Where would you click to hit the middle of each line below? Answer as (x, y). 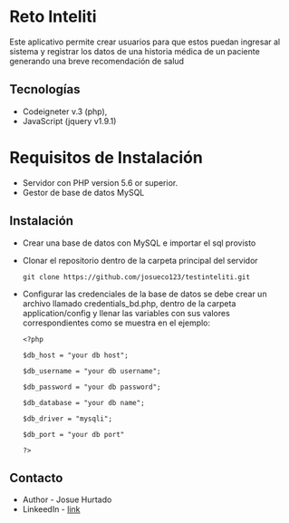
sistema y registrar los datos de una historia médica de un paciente (135, 51)
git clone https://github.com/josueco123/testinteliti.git (136, 277)
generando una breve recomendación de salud (96, 61)
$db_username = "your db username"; (92, 371)
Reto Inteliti (53, 17)
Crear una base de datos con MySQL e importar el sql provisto (139, 243)
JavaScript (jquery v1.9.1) (69, 121)
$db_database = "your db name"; (83, 402)
